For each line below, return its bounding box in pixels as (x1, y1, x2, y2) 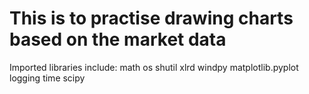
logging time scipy (9, 72, 86, 84)
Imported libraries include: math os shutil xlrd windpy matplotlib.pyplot (9, 61, 299, 73)
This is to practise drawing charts (9, 7, 294, 30)
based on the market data (9, 28, 227, 51)
